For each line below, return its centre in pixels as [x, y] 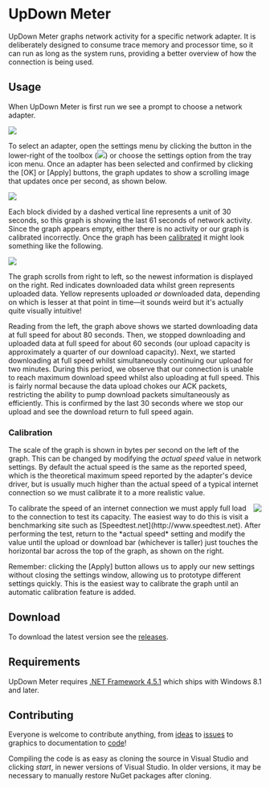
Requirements [44, 662]
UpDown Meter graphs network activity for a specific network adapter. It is [132, 36]
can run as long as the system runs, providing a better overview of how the [133, 53]
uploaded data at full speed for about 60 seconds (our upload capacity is [129, 343]
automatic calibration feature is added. [72, 593]
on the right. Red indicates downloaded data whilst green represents [122, 285]
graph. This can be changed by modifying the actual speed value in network [135, 458]
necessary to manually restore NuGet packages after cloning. [110, 776]
